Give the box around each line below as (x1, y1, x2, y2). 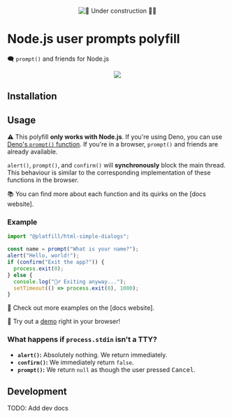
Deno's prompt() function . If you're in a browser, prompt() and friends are (7, 140, 219, 149)
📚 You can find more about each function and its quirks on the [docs (7, 190, 206, 198)
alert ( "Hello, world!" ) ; (7, 252, 80, 260)
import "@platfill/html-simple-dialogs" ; (7, 233, 130, 240)
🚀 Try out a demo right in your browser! (7, 318, 121, 326)
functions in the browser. (7, 176, 79, 184)
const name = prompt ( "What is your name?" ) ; (7, 246, 139, 253)
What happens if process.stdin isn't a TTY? (7, 335, 157, 345)
